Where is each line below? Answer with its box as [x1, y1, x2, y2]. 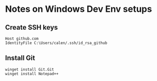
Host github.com [5, 36, 39, 41]
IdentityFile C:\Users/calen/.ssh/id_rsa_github [5, 40, 107, 45]
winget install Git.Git [5, 67, 54, 72]
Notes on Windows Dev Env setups [5, 3, 152, 15]
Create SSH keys [5, 23, 58, 32]
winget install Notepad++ [5, 71, 58, 76]
